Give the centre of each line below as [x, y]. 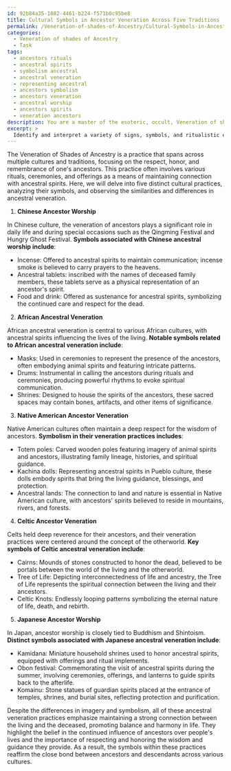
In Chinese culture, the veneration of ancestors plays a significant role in [110, 225]
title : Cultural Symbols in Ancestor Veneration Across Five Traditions [113, 20]
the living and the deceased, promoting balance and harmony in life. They [112, 725]
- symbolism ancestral [46, 71]
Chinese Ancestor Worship [56, 212]
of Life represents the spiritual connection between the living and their [117, 584]
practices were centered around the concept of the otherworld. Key [103, 542]
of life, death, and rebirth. [53, 606]
